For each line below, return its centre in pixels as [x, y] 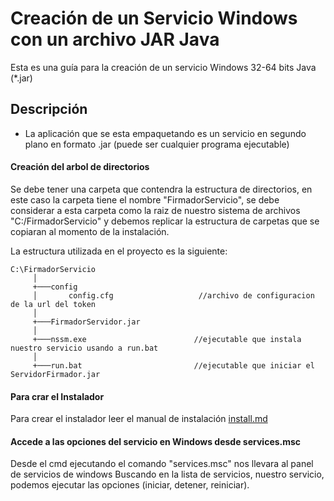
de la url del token [53, 304]
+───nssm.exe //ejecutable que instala [167, 339]
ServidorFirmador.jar [55, 374]
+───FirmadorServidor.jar [86, 322]
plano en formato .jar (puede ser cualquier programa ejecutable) [157, 144]
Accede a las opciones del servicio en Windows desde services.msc [156, 441]
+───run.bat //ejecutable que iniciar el [173, 365]
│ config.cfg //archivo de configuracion [173, 295]
